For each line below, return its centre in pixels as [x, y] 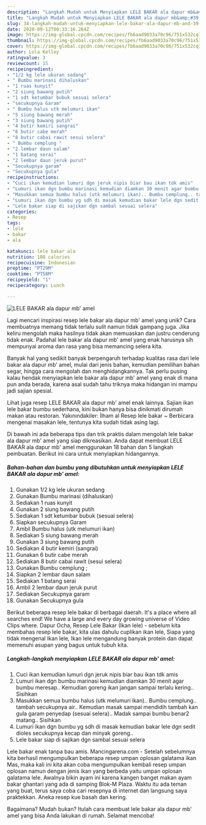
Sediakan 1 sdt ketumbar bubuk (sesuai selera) [75, 515]
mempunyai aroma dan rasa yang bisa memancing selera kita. [85, 346]
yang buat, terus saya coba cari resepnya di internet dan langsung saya [97, 790]
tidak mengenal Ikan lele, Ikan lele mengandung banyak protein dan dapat [100, 638]
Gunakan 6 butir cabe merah [52, 554]
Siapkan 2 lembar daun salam [53, 574]
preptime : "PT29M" [30, 268]
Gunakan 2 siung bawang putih [55, 509]
